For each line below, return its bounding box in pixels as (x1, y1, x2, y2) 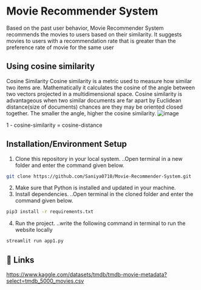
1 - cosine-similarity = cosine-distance (6, 121, 103, 129)
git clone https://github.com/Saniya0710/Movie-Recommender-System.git (6, 173, 191, 180)
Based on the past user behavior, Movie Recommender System (6, 24, 164, 32)
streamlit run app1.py (6, 238, 64, 244)
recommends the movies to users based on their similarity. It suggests (6, 30, 182, 38)
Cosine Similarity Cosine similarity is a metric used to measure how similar (6, 77, 192, 84)
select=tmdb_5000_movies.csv (6, 277, 84, 285)
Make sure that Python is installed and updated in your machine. (15, 184, 176, 192)
